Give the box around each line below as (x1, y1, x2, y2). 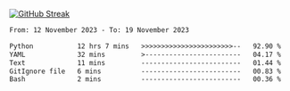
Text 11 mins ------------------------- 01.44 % (9, 58, 281, 67)
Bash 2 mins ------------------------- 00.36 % (9, 75, 281, 84)
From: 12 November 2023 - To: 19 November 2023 (9, 26, 190, 35)
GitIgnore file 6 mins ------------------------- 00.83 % (9, 67, 281, 76)
